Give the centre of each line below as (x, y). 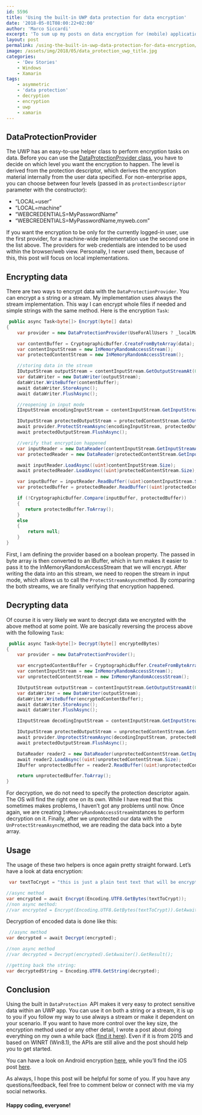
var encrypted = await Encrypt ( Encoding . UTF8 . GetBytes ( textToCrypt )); (96, 899)
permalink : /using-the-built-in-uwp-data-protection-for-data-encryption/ (102, 46)
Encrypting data (37, 277)
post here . (19, 1067)
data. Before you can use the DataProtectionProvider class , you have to (95, 158)
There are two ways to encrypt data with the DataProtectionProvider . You (98, 291)
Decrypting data (37, 605)
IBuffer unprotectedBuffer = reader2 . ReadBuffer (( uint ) (89, 765)
